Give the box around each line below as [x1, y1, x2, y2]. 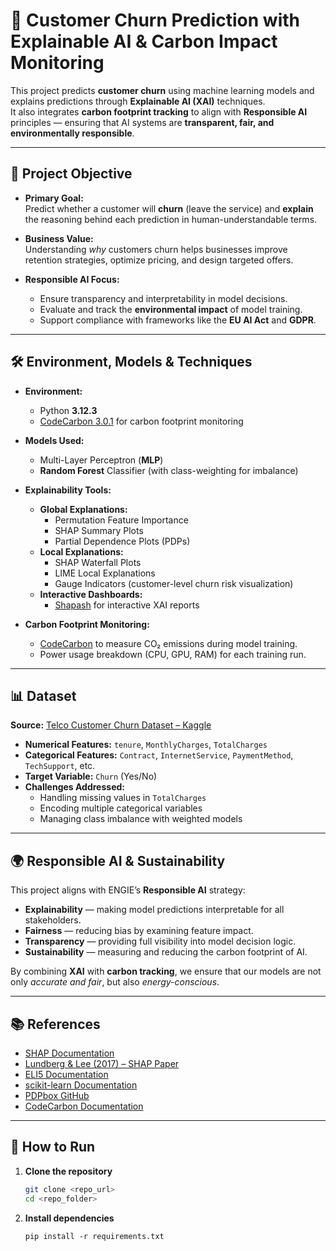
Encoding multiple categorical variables [39, 802, 203, 814]
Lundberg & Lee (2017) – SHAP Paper [24, 1058, 180, 1069]
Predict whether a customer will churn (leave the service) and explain [24, 202, 314, 214]
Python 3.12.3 [39, 404, 98, 416]
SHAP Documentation [24, 1047, 115, 1059]
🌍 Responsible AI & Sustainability [10, 852, 226, 869]
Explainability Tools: [24, 484, 112, 496]
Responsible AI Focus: [24, 273, 120, 285]
